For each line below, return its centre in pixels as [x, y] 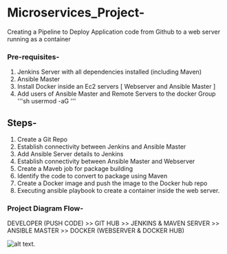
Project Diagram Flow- [45, 208]
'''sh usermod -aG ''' [46, 101]
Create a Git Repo [42, 140]
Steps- [22, 123]
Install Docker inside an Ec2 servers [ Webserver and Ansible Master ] [116, 87]
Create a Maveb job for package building [75, 169]
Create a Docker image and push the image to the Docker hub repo [112, 183]
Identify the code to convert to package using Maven [92, 176]
